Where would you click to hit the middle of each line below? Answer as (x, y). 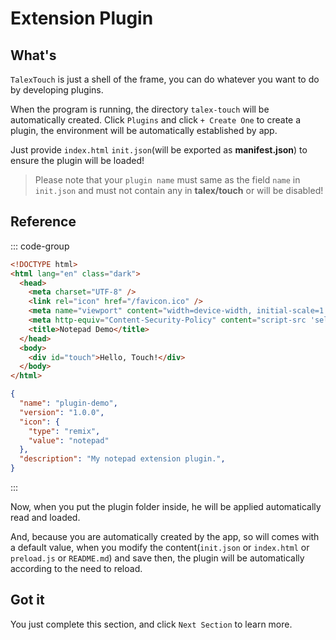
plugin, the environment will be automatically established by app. (144, 130)
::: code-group (40, 246)
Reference (43, 222)
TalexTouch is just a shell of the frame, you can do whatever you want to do (165, 79)
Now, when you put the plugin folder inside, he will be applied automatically (166, 507)
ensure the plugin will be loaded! (77, 160)
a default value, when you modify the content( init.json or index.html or (160, 548)
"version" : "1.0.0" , (62, 412)
